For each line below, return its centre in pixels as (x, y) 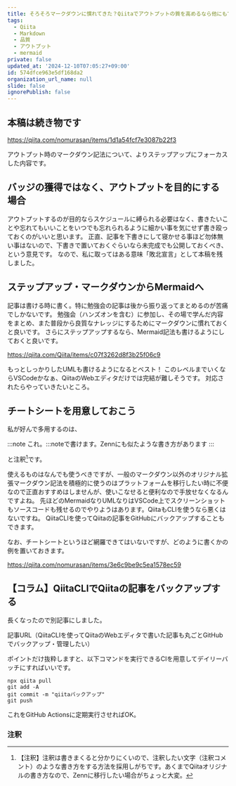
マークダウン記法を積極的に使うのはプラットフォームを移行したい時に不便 (121, 483)
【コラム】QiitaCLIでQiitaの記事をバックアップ (110, 589)
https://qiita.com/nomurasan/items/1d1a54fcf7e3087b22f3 (92, 140)
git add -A (23, 687)
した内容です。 (29, 163)
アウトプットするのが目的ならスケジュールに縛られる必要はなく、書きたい (115, 219)
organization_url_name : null (50, 79)
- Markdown (29, 33)
